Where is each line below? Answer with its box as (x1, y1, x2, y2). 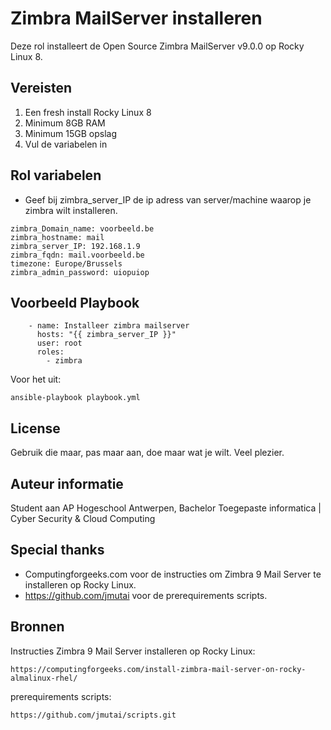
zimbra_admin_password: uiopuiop (10, 267, 150, 277)
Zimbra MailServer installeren (10, 7, 263, 30)
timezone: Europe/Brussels (10, 258, 123, 269)
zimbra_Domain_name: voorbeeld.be (10, 223, 155, 234)
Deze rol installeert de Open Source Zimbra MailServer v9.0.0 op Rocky (10, 40, 305, 52)
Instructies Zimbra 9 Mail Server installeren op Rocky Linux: (10, 645, 256, 657)
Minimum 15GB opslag (24, 127, 117, 139)
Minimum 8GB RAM (24, 117, 106, 129)
